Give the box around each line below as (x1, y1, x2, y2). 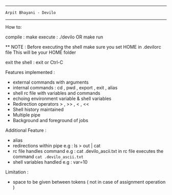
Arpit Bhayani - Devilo (5, 10, 56, 15)
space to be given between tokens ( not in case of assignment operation (12, 179, 166, 185)
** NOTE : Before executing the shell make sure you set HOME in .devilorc (5, 44, 161, 50)
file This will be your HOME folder (5, 49, 76, 55)
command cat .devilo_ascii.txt (12, 153, 83, 160)
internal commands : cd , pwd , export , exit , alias (12, 85, 118, 90)
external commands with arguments (12, 79, 89, 85)
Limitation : (5, 169, 29, 175)
